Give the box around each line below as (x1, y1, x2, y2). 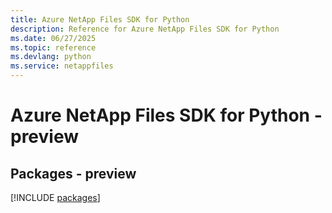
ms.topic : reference (10, 42, 97, 53)
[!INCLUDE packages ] (10, 192, 101, 203)
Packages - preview (10, 165, 137, 182)
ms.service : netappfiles (10, 61, 114, 71)
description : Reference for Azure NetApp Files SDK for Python (10, 24, 280, 34)
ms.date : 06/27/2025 (10, 33, 97, 43)
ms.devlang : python (10, 52, 92, 62)
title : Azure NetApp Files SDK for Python (10, 14, 190, 25)
